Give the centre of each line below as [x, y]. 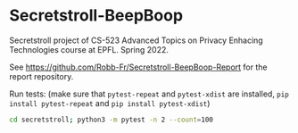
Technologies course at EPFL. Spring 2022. [89, 49]
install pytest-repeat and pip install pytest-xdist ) [110, 103]
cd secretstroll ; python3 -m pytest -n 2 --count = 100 [112, 120]
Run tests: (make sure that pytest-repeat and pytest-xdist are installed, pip [149, 94]
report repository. [41, 76]
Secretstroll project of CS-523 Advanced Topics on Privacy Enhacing [136, 40]
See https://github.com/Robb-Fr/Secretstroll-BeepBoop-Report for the [138, 67]
